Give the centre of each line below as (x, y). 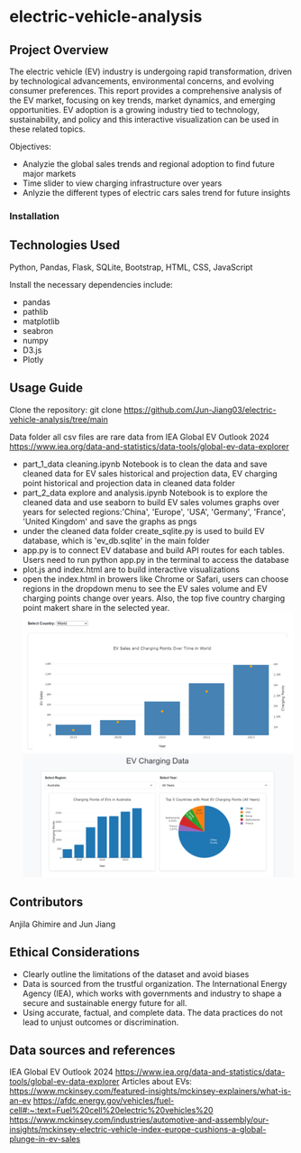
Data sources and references (92, 1050)
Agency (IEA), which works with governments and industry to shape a (152, 993)
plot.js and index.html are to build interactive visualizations (131, 569)
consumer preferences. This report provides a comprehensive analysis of (146, 91)
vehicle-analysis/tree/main (59, 419)
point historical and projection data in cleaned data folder (129, 483)
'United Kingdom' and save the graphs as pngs (109, 521)
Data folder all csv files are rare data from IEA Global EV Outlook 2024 (140, 437)
